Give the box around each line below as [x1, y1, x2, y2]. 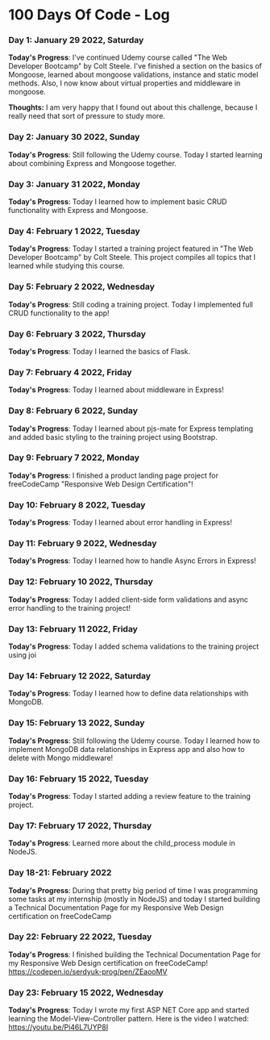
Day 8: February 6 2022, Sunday [8, 405, 139, 416]
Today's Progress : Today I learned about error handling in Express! [8, 518, 232, 528]
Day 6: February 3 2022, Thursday [8, 328, 147, 340]
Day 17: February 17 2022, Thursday [8, 820, 152, 831]
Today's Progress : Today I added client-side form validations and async [8, 595, 248, 604]
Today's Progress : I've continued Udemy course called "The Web [8, 52, 228, 62]
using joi [8, 650, 37, 660]
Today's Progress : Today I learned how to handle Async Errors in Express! [8, 556, 256, 566]
